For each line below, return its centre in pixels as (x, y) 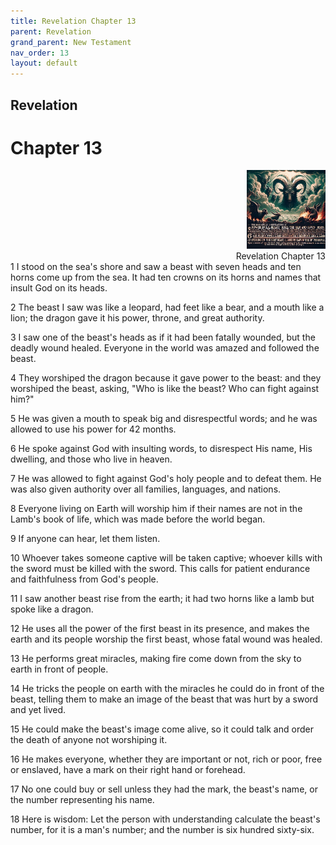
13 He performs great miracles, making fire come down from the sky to (156, 659)
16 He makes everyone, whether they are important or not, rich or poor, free (166, 759)
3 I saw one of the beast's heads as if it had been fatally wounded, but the (163, 337)
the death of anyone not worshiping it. (89, 740)
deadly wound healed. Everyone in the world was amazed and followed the (165, 348)
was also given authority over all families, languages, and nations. (146, 489)
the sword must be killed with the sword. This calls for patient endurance (160, 569)
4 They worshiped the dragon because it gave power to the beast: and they (166, 378)
